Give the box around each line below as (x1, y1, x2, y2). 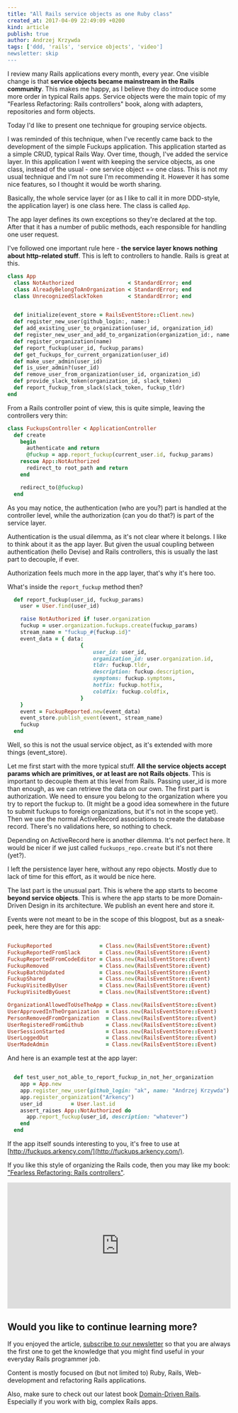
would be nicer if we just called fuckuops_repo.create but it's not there (7, 844, 213, 852)
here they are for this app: (25, 922, 101, 931)
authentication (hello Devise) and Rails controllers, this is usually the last (7, 547, 218, 556)
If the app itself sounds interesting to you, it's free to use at (7, 1140, 180, 1147)
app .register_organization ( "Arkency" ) (20, 1093, 135, 1101)
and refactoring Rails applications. (47, 1376, 147, 1385)
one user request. (7, 230, 59, 239)
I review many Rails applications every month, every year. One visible (7, 69, 209, 78)
